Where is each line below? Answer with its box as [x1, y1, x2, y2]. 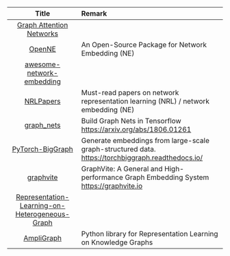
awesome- [25, 60, 61, 69]
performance [81, 172, 123, 182]
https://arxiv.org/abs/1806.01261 [81, 125, 192, 134]
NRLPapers [24, 97, 61, 105]
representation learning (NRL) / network [81, 97, 210, 105]
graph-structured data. [81, 144, 156, 153]
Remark [81, 9, 107, 18]
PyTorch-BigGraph [12, 144, 73, 153]
